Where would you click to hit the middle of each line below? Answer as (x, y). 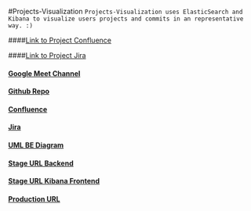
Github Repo (29, 91)
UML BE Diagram (36, 145)
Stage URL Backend (41, 163)
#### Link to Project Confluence (60, 40)
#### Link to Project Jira (47, 55)
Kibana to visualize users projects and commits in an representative (126, 19)
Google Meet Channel (44, 73)
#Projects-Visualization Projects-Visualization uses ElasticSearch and (125, 11)
